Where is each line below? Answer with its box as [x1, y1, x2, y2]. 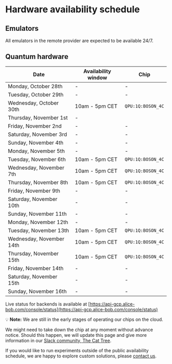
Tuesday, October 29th [8, 91, 64, 98]
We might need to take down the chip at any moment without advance [5, 327, 154, 333]
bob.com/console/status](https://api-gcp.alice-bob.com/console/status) [5, 306, 158, 312]
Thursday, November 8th [8, 178, 68, 186]
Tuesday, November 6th [8, 155, 66, 163]
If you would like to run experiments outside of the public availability [5, 347, 149, 353]
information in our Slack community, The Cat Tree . [5, 337, 112, 343]
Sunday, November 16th [8, 288, 67, 295]
